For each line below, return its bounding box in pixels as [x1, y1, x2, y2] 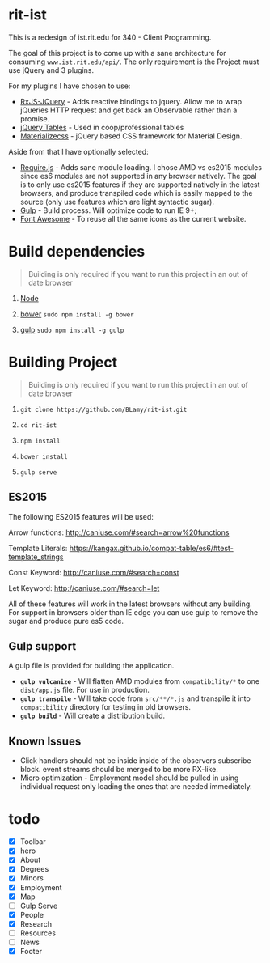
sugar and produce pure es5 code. [8, 616, 124, 626]
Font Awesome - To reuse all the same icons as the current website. [19, 214, 247, 223]
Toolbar [19, 837, 46, 846]
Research [19, 918, 53, 928]
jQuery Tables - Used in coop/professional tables [19, 122, 184, 132]
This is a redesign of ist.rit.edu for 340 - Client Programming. [8, 32, 212, 42]
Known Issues [8, 734, 82, 748]
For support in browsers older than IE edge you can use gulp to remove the [8, 607, 259, 617]
